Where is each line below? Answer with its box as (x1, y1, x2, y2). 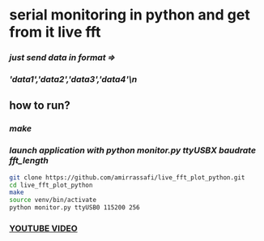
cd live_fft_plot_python (9, 181, 93, 189)
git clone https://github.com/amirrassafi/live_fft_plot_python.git (9, 173, 245, 182)
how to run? (9, 99, 71, 113)
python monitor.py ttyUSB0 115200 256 (9, 204, 140, 212)
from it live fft (9, 23, 101, 41)
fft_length (9, 155, 49, 166)
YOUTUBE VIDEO (9, 222, 78, 234)
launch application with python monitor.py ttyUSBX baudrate (9, 144, 257, 156)
